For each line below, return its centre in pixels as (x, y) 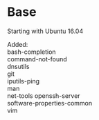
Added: (18, 44)
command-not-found (37, 59)
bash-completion (32, 52)
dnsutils (18, 66)
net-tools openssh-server (44, 96)
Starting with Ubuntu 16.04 (45, 31)
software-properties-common (50, 103)
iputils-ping (24, 81)
